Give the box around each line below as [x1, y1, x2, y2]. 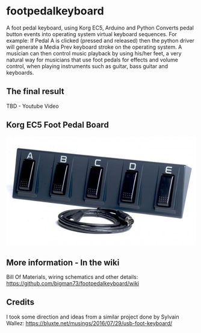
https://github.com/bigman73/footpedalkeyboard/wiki [6, 280, 140, 287]
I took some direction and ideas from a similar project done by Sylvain [6, 313, 179, 320]
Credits [6, 297, 35, 308]
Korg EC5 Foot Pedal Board [6, 120, 110, 130]
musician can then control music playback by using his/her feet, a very [6, 49, 182, 57]
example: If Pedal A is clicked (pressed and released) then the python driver [6, 37, 194, 44]
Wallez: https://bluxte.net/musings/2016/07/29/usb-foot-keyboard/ [6, 319, 173, 326]
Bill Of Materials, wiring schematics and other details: [6, 273, 138, 281]
